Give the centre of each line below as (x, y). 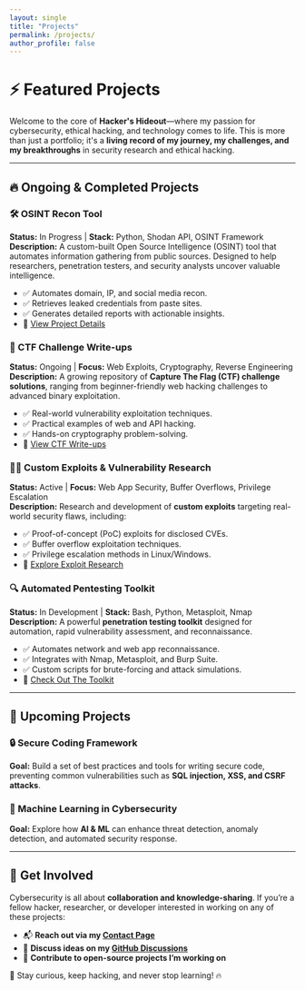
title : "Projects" (44, 26)
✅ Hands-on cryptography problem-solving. (105, 434)
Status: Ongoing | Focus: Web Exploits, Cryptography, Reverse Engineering (151, 367)
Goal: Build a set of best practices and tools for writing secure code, (137, 766)
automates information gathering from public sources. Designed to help (143, 256)
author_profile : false (52, 43)
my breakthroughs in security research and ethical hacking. (122, 150)
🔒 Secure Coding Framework (74, 743)
